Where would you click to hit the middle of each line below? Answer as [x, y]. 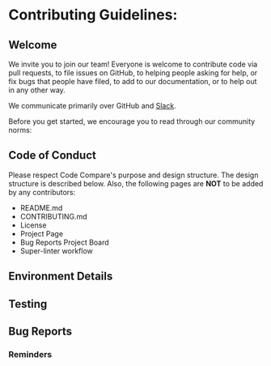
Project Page [41, 233]
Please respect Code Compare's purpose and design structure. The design [133, 175]
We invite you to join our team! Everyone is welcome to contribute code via [133, 64]
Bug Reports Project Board [64, 242]
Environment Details [61, 277]
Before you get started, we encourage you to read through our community [132, 121]
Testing [28, 304]
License [33, 225]
